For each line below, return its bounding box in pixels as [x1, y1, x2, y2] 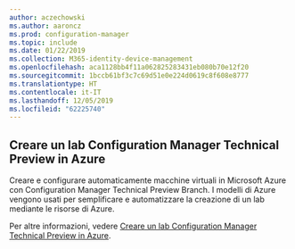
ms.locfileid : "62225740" [9, 104, 105, 113]
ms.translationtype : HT [9, 79, 98, 88]
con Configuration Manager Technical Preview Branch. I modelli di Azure [9, 185, 276, 195]
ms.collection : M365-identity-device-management [9, 54, 193, 63]
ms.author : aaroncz [9, 21, 82, 30]
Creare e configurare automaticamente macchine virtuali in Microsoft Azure [9, 175, 287, 186]
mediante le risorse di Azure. [9, 203, 115, 214]
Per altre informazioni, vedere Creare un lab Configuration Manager [9, 220, 258, 232]
